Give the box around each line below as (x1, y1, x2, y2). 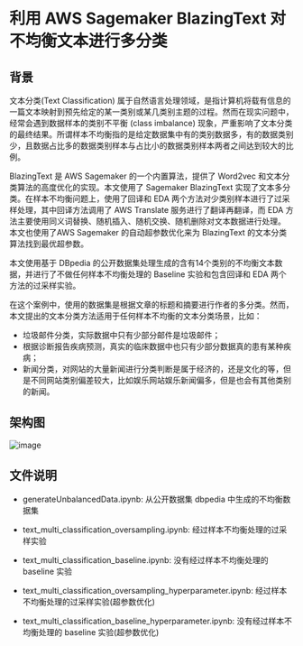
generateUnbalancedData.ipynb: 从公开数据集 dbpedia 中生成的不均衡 (22, 494, 283, 504)
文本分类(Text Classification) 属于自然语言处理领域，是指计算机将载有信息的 (9, 96, 291, 106)
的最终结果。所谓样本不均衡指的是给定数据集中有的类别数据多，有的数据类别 (9, 129, 294, 140)
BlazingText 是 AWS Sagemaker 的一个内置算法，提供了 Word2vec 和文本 (9, 171, 282, 181)
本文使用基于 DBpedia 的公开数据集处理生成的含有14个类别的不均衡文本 (9, 258, 275, 268)
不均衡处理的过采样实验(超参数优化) (22, 596, 156, 607)
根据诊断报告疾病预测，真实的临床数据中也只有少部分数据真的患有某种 (22, 341, 284, 352)
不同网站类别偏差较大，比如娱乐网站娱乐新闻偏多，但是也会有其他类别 (30, 375, 291, 385)
